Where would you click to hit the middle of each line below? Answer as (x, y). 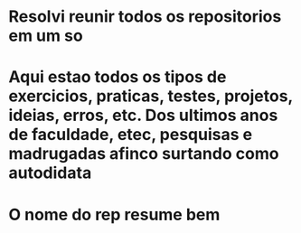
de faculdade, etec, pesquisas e (131, 135)
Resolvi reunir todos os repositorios (145, 17)
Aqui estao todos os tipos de (118, 77)
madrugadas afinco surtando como (144, 154)
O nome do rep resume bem (114, 214)
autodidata (50, 173)
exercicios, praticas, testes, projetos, (150, 96)
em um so (46, 36)
